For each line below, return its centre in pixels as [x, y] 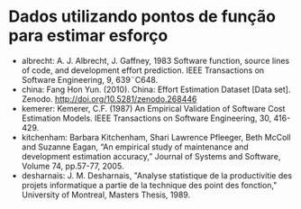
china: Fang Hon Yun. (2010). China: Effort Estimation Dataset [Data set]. [156, 89]
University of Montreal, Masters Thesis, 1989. [106, 195]
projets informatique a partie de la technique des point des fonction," [149, 185]
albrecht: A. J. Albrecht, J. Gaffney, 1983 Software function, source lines [155, 60]
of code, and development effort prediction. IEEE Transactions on [143, 70]
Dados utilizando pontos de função [142, 17]
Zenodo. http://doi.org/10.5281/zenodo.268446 [109, 99]
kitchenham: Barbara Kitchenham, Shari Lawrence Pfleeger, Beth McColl [156, 137]
